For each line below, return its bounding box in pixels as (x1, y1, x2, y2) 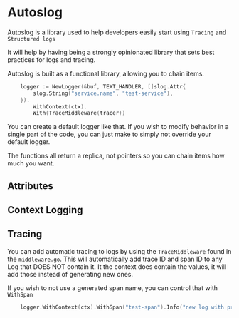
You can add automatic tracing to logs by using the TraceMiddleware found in (7, 247, 232, 255)
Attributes (7, 180, 53, 192)
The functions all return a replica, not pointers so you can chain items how (7, 151, 225, 160)
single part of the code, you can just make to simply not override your (7, 130, 212, 139)
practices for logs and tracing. (7, 55, 96, 64)
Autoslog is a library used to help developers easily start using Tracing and (7, 28, 227, 36)
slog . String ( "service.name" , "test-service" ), (33, 90, 174, 97)
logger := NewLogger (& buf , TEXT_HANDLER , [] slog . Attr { (20, 83, 186, 90)
